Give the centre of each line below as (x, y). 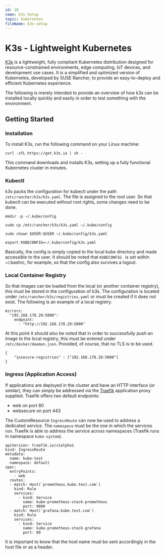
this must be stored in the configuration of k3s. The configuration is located (82, 291)
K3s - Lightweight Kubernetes (69, 48)
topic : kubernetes (24, 19)
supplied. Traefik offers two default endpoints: (53, 396)
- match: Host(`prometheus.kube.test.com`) (55, 484)
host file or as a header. (29, 547)
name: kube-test (26, 458)
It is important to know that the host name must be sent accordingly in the (81, 542)
